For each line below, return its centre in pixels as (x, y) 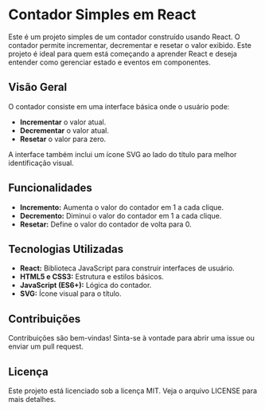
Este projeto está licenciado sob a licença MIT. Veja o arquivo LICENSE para (132, 391)
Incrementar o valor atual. (63, 122)
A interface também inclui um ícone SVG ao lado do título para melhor (123, 154)
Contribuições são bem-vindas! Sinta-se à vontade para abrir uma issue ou (131, 338)
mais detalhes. (32, 399)
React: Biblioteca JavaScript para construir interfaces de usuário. (127, 268)
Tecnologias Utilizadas (66, 249)
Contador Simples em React (102, 15)
